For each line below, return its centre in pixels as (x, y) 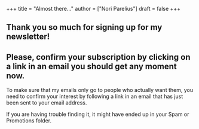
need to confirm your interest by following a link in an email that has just (95, 96)
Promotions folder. (29, 121)
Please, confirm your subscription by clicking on (98, 57)
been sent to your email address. (47, 103)
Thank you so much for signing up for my (84, 27)
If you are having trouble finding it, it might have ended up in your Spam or (98, 114)
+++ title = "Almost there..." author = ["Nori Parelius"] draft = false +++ (94, 9)
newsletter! (28, 37)
